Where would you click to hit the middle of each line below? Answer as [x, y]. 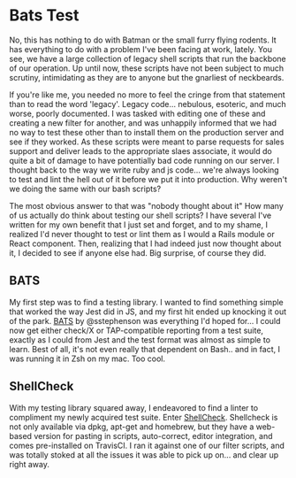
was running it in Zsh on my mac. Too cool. [87, 358]
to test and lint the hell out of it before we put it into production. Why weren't [148, 179]
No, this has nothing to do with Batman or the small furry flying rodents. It [143, 40]
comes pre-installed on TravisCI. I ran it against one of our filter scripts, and [147, 445]
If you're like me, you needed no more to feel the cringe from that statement [147, 95]
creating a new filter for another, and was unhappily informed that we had [143, 123]
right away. [30, 464]
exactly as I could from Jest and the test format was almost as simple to [140, 339]
